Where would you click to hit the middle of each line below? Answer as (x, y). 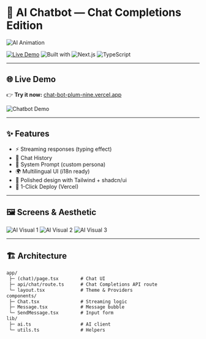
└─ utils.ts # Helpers (57, 330)
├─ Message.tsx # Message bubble (67, 307)
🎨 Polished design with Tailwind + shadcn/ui (71, 180)
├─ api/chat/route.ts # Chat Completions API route (83, 284)
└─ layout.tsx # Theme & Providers (71, 290)
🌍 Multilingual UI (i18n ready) (52, 171)
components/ (21, 296)
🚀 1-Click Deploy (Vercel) (47, 186)
